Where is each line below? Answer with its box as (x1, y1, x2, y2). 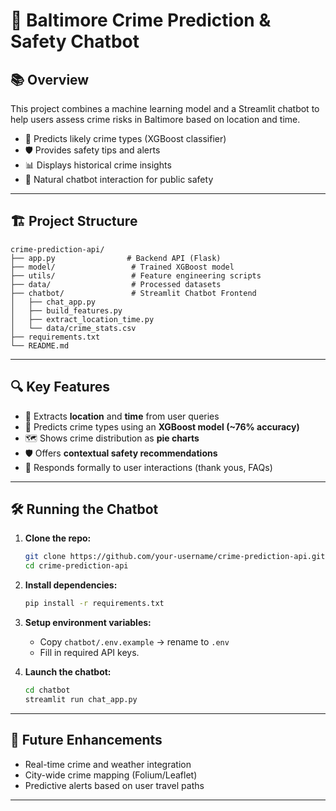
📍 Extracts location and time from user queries (24, 410, 220, 422)
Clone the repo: (24, 532, 92, 544)
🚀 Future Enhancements (10, 732, 163, 749)
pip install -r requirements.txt (24, 599, 165, 609)
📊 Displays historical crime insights (24, 159, 172, 171)
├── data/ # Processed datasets (10, 279, 222, 289)
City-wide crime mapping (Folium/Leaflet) (24, 769, 198, 781)
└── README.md (10, 340, 70, 351)
